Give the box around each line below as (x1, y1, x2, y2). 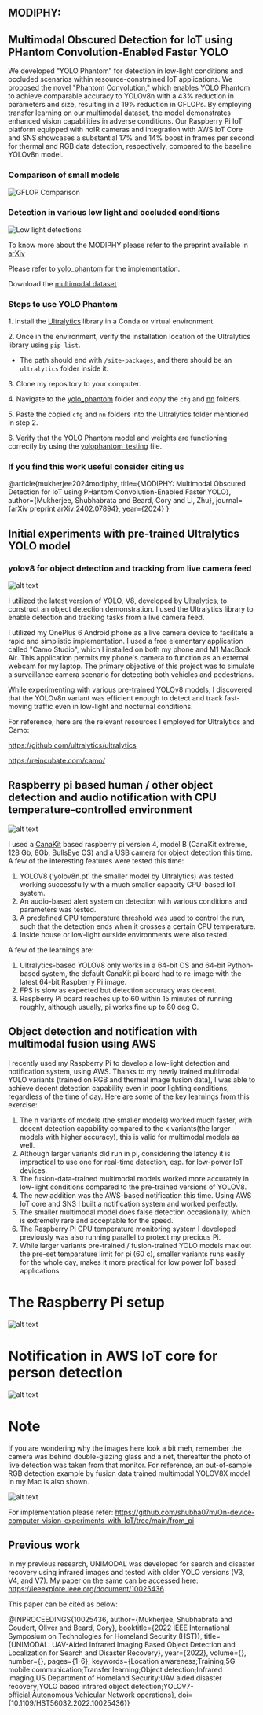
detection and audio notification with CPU (8, 791, 217, 804)
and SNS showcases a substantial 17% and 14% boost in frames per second (8, 133, 254, 142)
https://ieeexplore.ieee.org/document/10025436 (8, 1584, 165, 1594)
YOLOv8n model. (8, 150, 64, 160)
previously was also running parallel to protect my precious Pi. (19, 1232, 221, 1242)
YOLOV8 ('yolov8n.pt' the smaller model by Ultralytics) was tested (19, 871, 234, 881)
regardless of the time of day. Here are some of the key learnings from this (8, 1092, 250, 1101)
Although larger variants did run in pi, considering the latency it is (19, 1148, 231, 1158)
